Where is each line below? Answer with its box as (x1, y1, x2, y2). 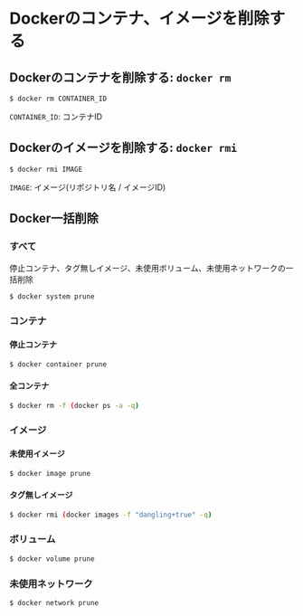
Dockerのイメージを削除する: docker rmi (9, 140, 238, 156)
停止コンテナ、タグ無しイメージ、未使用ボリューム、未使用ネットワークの (9, 262, 287, 273)
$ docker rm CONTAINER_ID (9, 94, 107, 103)
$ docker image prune (9, 469, 91, 478)
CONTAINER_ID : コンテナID (9, 111, 102, 122)
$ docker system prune (9, 291, 95, 301)
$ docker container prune (9, 359, 107, 369)
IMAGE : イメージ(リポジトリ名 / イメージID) (9, 182, 166, 193)
